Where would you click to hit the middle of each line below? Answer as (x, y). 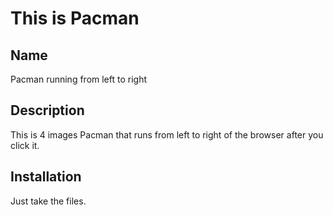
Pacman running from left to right (79, 79)
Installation (46, 177)
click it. (25, 145)
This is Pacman (75, 18)
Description (47, 110)
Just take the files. (48, 201)
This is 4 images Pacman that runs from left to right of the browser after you (167, 134)
